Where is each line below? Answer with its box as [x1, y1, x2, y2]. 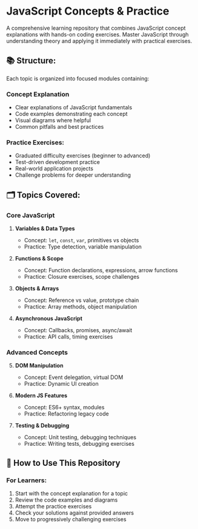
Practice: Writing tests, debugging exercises [24, 440, 135, 448]
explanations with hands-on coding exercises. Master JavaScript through [6, 30, 189, 38]
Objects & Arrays [15, 285, 59, 292]
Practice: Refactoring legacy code [24, 410, 109, 417]
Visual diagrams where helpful [15, 117, 91, 124]
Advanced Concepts [6, 348, 68, 357]
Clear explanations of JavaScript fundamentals [15, 104, 133, 111]
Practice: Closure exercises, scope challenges [24, 273, 140, 281]
